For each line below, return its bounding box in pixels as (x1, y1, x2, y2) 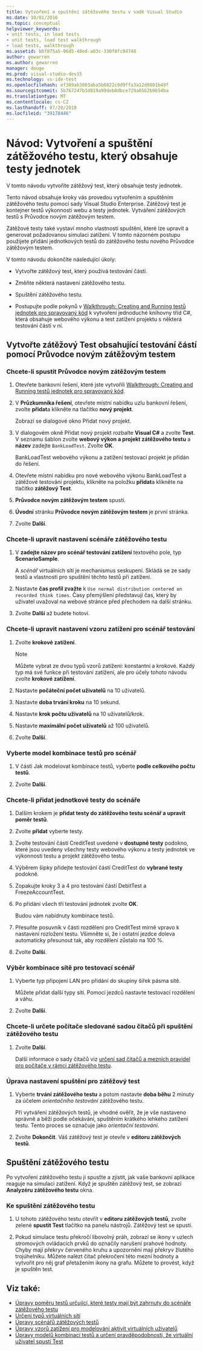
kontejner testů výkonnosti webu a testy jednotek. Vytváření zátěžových (6, 206, 186, 214)
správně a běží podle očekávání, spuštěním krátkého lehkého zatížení (14, 1115, 188, 1123)
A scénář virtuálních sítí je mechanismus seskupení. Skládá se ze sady (14, 567, 191, 574)
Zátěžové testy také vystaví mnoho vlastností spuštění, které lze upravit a (6, 225, 189, 232)
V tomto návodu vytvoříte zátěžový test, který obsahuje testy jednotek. (6, 182, 182, 190)
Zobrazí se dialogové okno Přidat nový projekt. (14, 417, 132, 424)
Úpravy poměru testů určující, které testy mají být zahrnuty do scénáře (14, 1300, 192, 1306)
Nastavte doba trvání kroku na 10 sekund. (14, 698, 121, 705)
